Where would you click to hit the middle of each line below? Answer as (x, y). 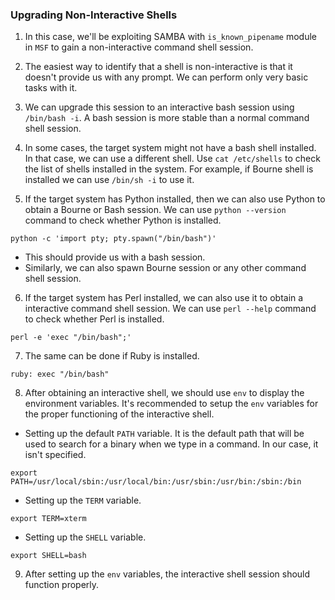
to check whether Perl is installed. (94, 319)
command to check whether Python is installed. (123, 220)
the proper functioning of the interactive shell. (119, 414)
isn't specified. (55, 455)
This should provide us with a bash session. (115, 257)
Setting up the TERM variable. (83, 500)
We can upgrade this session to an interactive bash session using (159, 107)
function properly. (62, 585)
